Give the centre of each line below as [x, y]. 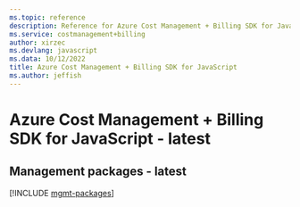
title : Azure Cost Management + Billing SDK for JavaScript [124, 68]
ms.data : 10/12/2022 [48, 59]
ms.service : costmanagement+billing [77, 34]
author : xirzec [37, 42]
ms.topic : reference [48, 17]
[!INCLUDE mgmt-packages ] [62, 193]
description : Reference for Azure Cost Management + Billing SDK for [142, 26]
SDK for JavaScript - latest [110, 138]
